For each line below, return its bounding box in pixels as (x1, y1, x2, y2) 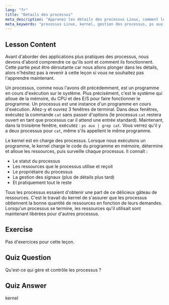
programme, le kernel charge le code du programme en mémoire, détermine (5, 143, 163, 149)
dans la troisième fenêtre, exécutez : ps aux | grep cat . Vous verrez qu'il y (5, 122, 161, 129)
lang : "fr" (5, 7, 28, 13)
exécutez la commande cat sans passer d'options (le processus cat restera (5, 112, 161, 118)
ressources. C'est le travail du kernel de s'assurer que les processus (5, 195, 147, 201)
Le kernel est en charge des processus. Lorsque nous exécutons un (5, 137, 146, 144)
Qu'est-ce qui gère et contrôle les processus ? (5, 267, 102, 273)
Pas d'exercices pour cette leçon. (5, 238, 74, 245)
